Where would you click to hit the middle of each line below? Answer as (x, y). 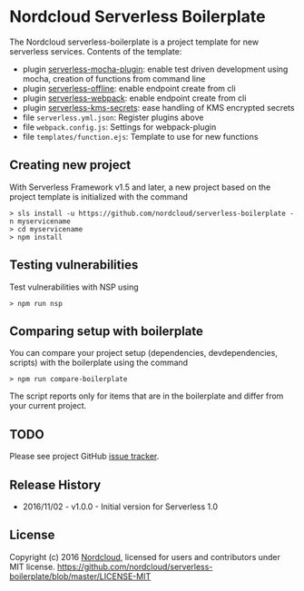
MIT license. (33, 566)
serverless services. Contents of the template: (96, 51)
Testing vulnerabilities (74, 265)
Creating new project (70, 165)
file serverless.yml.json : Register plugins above (113, 117)
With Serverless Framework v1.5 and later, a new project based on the (140, 187)
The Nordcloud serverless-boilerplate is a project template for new (134, 42)
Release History (55, 484)
